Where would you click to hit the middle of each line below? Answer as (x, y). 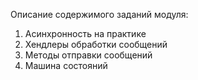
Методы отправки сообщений (88, 55)
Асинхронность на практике (85, 33)
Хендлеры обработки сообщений (96, 44)
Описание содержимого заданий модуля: (99, 14)
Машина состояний (66, 65)
